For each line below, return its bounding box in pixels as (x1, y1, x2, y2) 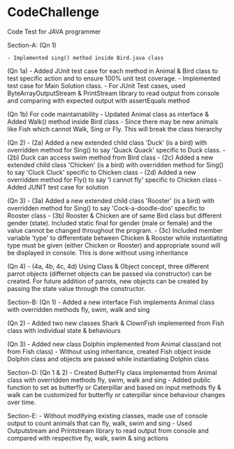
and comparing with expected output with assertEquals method (7, 96, 190, 105)
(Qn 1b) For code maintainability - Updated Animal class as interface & (7, 110, 210, 118)
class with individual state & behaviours (7, 326, 121, 334)
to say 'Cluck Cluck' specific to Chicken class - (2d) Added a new (7, 168, 196, 176)
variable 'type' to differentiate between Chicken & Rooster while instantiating (7, 234, 228, 242)
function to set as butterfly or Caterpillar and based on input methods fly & (7, 383, 221, 392)
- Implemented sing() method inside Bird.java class (7, 54, 164, 62)
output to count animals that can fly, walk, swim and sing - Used (7, 419, 192, 427)
